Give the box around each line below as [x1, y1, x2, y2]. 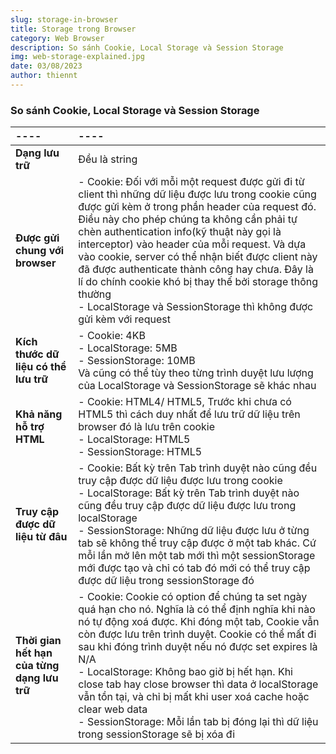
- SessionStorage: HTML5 [78, 445, 203, 459]
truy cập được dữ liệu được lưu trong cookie [78, 474, 283, 488]
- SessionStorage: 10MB [78, 354, 196, 368]
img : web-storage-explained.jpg [10, 52, 145, 62]
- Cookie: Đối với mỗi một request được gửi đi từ [78, 175, 305, 189]
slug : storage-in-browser [10, 14, 118, 25]
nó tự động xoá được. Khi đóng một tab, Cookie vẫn [78, 615, 320, 629]
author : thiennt [10, 71, 78, 81]
